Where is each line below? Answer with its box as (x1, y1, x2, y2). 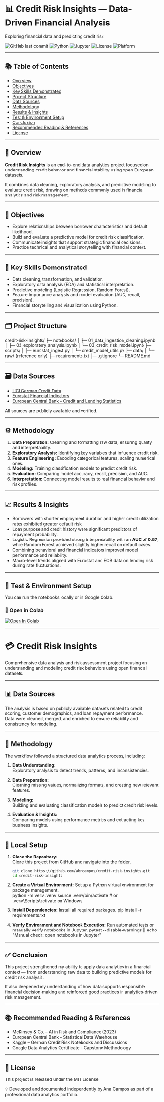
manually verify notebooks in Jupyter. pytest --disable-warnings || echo (12, 927, 157, 933)
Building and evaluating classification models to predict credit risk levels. (12, 802, 159, 808)
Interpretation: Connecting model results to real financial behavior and (12, 476, 155, 482)
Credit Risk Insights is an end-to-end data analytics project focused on (5, 162, 149, 168)
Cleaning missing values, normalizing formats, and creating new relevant (12, 782, 159, 788)
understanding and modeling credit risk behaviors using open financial (5, 665, 147, 671)
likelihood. (12, 229, 33, 235)
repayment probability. (12, 532, 58, 538)
